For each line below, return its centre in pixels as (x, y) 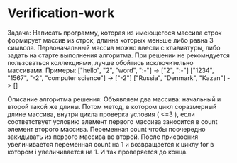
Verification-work (61, 13)
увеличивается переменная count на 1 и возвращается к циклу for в (111, 144)
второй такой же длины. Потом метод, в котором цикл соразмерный (112, 106)
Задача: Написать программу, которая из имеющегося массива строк (115, 33)
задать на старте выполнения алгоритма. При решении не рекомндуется (119, 55)
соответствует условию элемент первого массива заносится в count (112, 121)
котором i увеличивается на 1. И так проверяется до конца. (98, 152)
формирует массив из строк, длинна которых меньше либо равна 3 (111, 40)
